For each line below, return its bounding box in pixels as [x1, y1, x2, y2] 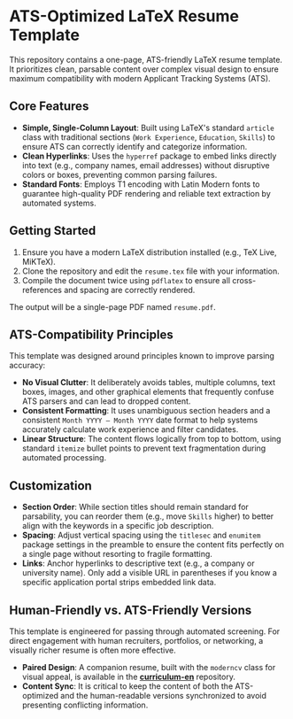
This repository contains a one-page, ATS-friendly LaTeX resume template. [9, 54, 283, 65]
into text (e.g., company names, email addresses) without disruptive [21, 159, 270, 170]
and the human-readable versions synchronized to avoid [60, 691, 267, 700]
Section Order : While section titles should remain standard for [21, 502, 250, 513]
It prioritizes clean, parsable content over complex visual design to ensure [9, 64, 279, 74]
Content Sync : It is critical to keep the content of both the [21, 681, 234, 692]
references [21, 284, 62, 295]
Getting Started [9, 223, 96, 238]
